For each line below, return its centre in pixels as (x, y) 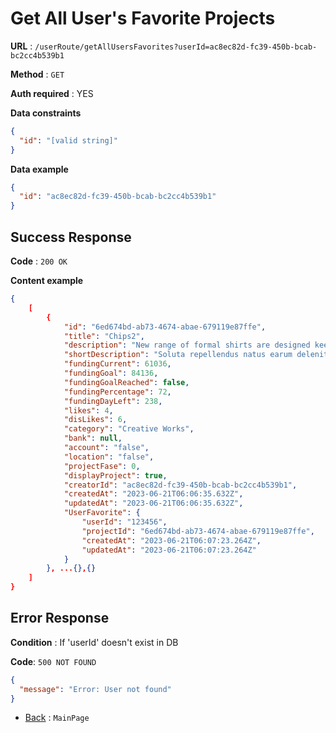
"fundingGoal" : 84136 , (111, 373)
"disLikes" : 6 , (95, 420)
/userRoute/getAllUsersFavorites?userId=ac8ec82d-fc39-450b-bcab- (176, 47)
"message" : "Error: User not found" (95, 689)
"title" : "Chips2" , (104, 336)
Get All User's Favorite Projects (143, 18)
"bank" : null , (93, 438)
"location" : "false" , (109, 457)
